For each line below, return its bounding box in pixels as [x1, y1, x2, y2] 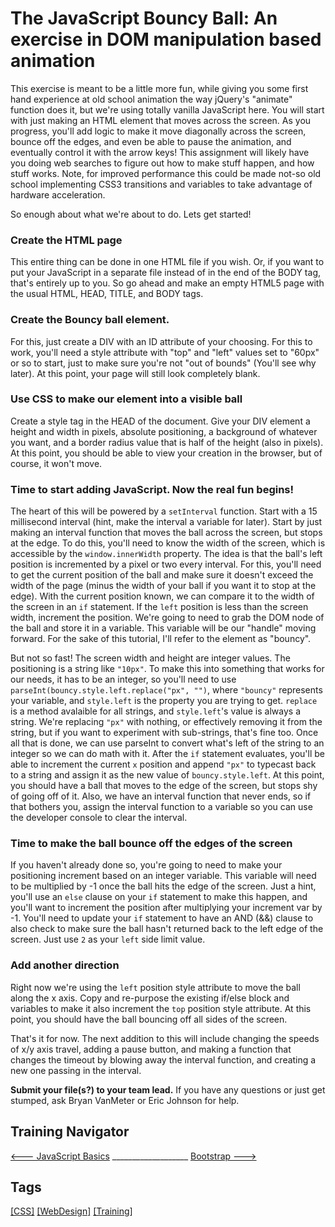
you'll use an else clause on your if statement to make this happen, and [10, 891, 308, 903]
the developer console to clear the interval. [10, 812, 188, 824]
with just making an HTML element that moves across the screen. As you [10, 114, 312, 126]
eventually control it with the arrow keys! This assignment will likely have [10, 146, 310, 158]
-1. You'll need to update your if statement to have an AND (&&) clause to [10, 912, 314, 924]
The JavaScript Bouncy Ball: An [10, 7, 278, 30]
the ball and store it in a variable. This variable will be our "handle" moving [10, 622, 317, 634]
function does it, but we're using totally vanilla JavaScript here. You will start [10, 103, 325, 116]
